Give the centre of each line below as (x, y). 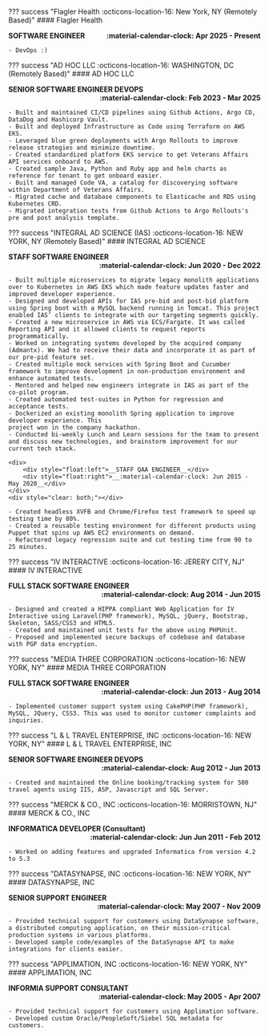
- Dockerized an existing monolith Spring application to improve (121, 413)
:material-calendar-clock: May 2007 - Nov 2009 (179, 906)
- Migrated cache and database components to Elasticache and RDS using (132, 197)
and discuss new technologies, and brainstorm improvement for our (123, 441)
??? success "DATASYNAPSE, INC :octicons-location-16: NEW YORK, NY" (130, 873)
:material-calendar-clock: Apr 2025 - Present (184, 36)
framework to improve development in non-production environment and (127, 372)
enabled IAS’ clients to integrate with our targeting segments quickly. (134, 315)
